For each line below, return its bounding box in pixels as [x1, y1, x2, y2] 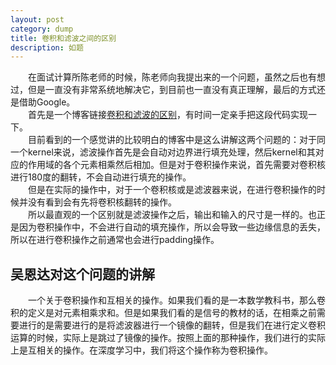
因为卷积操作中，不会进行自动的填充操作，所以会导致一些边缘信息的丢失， [18, 221, 326, 233]
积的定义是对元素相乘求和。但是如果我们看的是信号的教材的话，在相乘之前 [10, 307, 317, 319]
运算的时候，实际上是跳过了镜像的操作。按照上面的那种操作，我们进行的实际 [10, 332, 326, 344]
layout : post [10, 14, 65, 25]
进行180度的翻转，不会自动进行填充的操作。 [10, 171, 192, 183]
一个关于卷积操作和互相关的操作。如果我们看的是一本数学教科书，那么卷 [27, 294, 326, 306]
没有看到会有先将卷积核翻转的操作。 [27, 196, 177, 208]
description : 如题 [10, 42, 84, 53]
